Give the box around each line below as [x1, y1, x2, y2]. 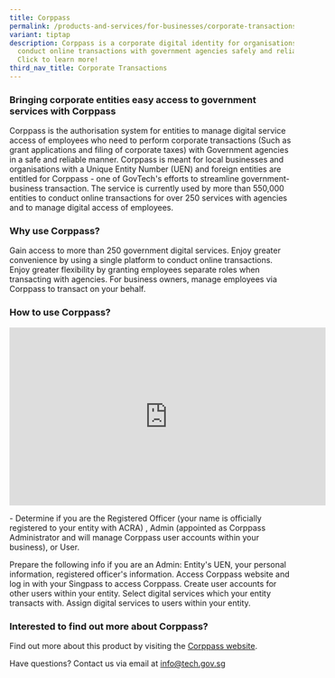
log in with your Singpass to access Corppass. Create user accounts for [9, 578, 277, 589]
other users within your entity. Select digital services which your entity [9, 588, 272, 598]
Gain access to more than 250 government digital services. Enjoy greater [9, 245, 282, 256]
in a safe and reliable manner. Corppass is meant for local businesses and [9, 155, 284, 165]
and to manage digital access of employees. [9, 202, 174, 213]
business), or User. [9, 541, 79, 552]
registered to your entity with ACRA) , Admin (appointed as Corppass [9, 522, 266, 533]
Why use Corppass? [9, 225, 101, 238]
